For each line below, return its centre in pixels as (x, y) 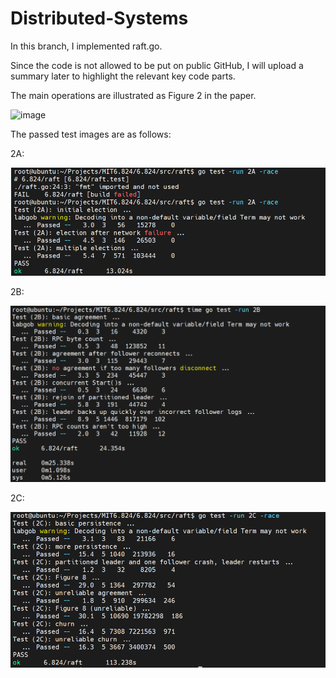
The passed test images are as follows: (91, 134)
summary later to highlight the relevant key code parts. (123, 76)
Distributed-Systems (99, 18)
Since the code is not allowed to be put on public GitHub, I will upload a (157, 65)
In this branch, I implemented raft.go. (86, 46)
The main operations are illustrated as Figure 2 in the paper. (133, 95)
